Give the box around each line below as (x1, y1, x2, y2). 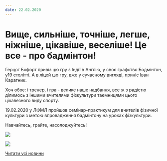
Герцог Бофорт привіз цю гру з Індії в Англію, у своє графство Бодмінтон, (5, 66, 163, 72)
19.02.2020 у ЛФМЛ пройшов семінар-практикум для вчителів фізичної (5, 107, 158, 113)
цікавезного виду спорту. (5, 97, 59, 103)
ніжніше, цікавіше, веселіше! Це (5, 39, 147, 50)
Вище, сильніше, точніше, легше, (5, 28, 151, 40)
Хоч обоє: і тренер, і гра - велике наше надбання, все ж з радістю (5, 87, 147, 93)
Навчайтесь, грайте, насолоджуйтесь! (5, 122, 87, 128)
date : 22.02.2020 (5, 7, 41, 12)
